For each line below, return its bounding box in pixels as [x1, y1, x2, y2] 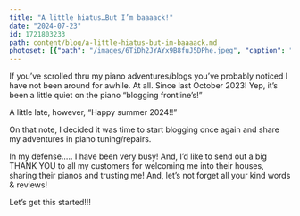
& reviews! [9, 179, 47, 190]
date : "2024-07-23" [9, 21, 82, 30]
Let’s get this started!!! [9, 197, 92, 208]
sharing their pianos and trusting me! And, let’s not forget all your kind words [9, 170, 291, 181]
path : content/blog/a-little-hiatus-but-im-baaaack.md [9, 37, 218, 47]
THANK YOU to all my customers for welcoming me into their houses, [9, 161, 265, 171]
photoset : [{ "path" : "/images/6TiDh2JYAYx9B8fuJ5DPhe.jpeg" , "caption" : [9, 46, 286, 55]
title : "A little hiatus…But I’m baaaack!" [9, 12, 174, 22]
